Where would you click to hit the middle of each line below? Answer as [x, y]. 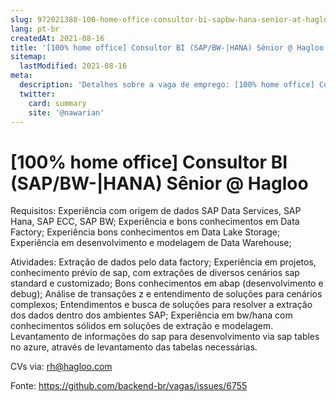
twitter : [37, 94]
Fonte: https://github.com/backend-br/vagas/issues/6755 [129, 386]
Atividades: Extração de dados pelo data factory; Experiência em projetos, [163, 262]
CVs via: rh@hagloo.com [61, 367]
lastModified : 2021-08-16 [73, 66]
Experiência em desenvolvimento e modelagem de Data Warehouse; [151, 243]
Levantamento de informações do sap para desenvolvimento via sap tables [165, 337]
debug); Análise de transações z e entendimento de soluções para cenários [166, 294]
